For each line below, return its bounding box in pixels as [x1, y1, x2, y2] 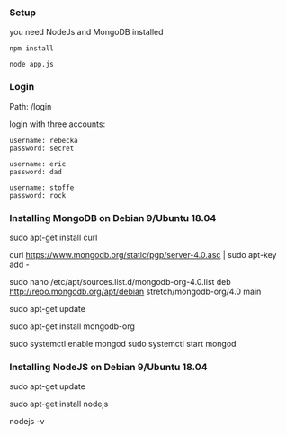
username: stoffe [9, 182, 75, 192]
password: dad [9, 167, 63, 176]
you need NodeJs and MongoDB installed [9, 27, 164, 38]
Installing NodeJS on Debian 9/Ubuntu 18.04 [9, 360, 208, 373]
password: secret [9, 144, 75, 153]
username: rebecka [9, 136, 78, 145]
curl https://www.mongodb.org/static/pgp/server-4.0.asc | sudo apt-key [9, 249, 277, 260]
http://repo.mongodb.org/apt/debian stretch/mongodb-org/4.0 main [9, 286, 262, 297]
